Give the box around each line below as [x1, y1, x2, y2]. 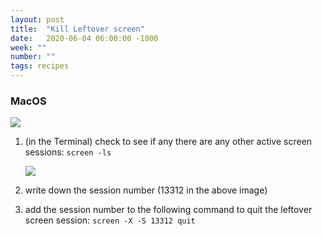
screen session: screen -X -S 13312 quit [24, 214, 196, 226]
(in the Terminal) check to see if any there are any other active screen [24, 136, 313, 148]
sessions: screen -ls [24, 146, 112, 158]
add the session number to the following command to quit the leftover [24, 204, 313, 216]
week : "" [10, 42, 47, 53]
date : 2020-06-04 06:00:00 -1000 [10, 33, 159, 43]
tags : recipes [10, 61, 70, 71]
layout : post [10, 14, 65, 25]
